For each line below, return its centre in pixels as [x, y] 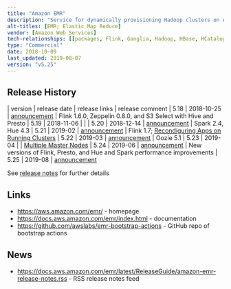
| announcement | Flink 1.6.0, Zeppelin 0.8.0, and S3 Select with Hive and [110, 116]
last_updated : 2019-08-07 [44, 58]
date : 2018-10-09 [32, 52]
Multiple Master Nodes [56, 146]
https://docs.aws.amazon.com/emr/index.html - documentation [107, 219]
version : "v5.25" [32, 65]
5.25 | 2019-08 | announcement [52, 160]
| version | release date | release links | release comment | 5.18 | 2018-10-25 [114, 109]
